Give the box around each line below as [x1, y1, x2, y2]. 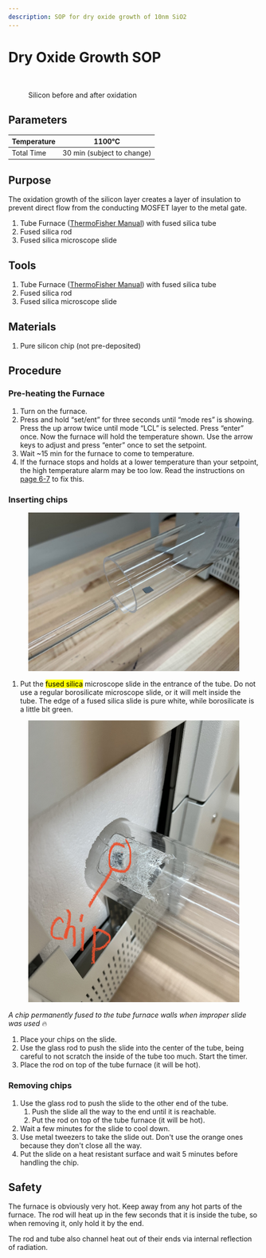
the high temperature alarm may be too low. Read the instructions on [19, 465, 245, 475]
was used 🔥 [8, 1019, 48, 1028]
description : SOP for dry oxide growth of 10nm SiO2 [8, 13, 187, 21]
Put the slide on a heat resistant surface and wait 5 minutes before [19, 1149, 238, 1158]
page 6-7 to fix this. [19, 474, 85, 483]
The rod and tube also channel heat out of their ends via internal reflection [8, 1234, 252, 1244]
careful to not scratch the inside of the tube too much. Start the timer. [19, 1051, 248, 1061]
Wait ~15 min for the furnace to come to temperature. [19, 448, 195, 458]
